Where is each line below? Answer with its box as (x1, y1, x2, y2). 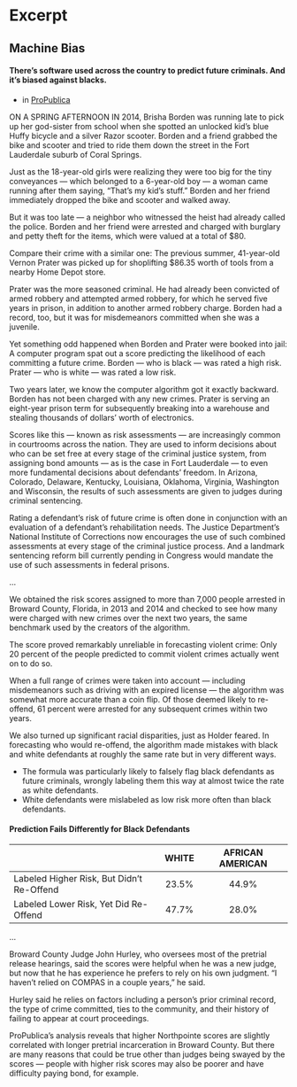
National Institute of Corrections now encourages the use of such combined (9, 531, 286, 541)
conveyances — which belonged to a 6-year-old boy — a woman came (9, 175, 269, 186)
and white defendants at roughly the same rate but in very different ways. (9, 749, 277, 759)
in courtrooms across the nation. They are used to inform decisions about (9, 439, 277, 449)
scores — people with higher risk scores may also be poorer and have (9, 1058, 264, 1068)
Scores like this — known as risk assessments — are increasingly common (9, 429, 281, 439)
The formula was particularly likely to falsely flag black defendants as (21, 765, 276, 776)
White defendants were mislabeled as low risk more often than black (21, 794, 271, 804)
